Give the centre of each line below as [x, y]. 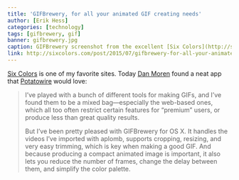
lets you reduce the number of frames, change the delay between [121, 161]
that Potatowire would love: [47, 81]
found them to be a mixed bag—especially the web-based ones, [119, 102]
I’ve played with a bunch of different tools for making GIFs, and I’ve [123, 95]
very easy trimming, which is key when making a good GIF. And [118, 146]
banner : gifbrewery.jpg [43, 40]
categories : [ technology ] [46, 27]
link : [15, 54]
